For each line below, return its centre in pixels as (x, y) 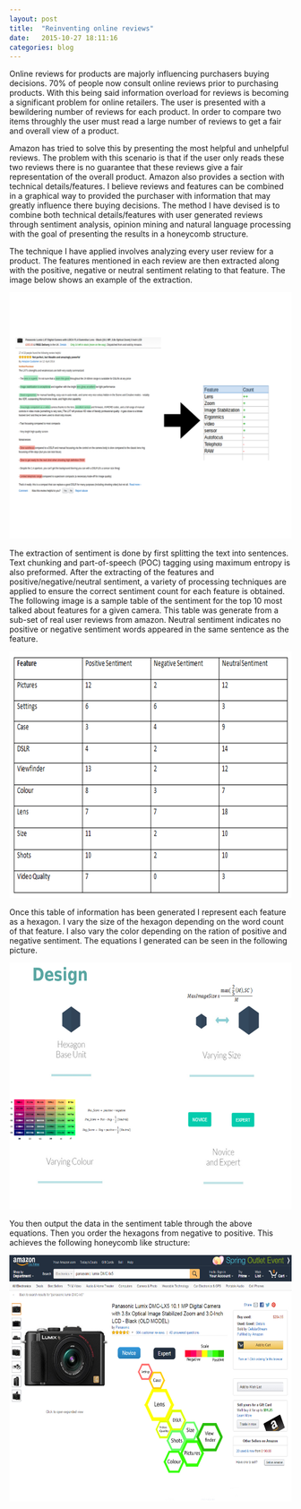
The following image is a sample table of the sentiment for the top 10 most (146, 601)
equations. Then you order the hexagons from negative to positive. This (141, 1233)
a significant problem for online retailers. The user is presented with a (138, 102)
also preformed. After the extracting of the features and (112, 573)
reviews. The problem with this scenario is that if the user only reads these (147, 158)
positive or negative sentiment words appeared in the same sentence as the (149, 629)
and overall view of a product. (64, 131)
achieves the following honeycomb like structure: (100, 1243)
